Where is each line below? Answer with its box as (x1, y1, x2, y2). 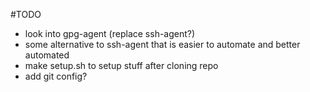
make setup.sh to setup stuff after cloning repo (24, 60, 219, 71)
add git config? (24, 70, 88, 82)
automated (24, 49, 70, 61)
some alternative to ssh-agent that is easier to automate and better (24, 39, 301, 50)
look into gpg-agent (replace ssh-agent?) (24, 28, 196, 39)
